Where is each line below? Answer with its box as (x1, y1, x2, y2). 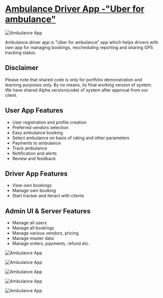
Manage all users (12, 220, 47, 226)
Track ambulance (12, 145, 47, 151)
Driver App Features (5, 169, 68, 178)
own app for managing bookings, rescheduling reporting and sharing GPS (5, 44, 153, 50)
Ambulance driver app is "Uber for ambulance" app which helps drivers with (5, 39, 159, 45)
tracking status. (5, 50, 37, 56)
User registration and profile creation (12, 119, 87, 125)
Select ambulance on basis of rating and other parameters (12, 135, 129, 141)
